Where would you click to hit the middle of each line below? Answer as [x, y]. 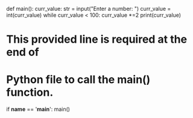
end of [23, 52]
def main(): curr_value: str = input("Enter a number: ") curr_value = [89, 9]
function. [30, 92]
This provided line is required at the [97, 39]
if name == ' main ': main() [38, 109]
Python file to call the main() [78, 80]
